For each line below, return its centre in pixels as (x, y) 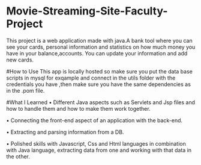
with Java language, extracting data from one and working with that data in (99, 150)
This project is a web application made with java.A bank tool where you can (100, 40)
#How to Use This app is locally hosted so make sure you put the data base (100, 71)
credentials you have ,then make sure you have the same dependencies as (98, 84)
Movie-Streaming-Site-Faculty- (87, 11)
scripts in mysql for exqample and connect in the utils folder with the (91, 78)
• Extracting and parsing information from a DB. (65, 132)
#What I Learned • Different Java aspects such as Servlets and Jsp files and (101, 102)
